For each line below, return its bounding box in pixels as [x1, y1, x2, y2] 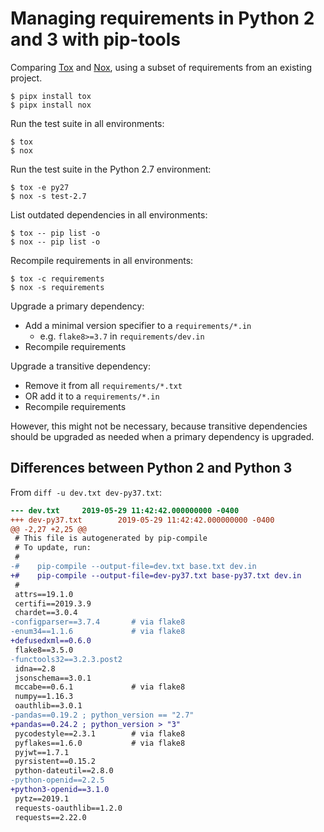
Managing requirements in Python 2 [10, 7, 315, 30]
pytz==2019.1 [14, 793, 70, 804]
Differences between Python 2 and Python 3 [10, 460, 293, 477]
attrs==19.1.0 [14, 589, 74, 599]
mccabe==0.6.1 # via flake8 [14, 682, 186, 692]
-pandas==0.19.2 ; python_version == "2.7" [10, 710, 195, 720]
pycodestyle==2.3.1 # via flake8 [14, 728, 186, 739]
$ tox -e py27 [10, 182, 70, 192]
